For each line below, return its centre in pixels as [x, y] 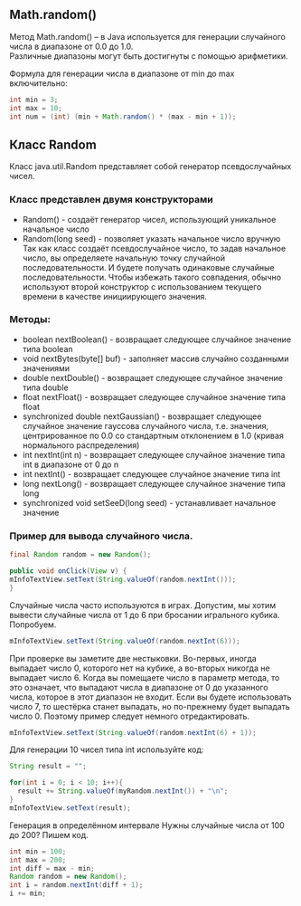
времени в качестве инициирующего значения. [115, 296]
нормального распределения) [81, 445]
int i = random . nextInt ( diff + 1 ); [76, 885]
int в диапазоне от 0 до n [71, 464]
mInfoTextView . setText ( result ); [70, 808]
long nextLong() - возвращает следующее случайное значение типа [154, 483]
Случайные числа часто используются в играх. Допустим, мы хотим [143, 605]
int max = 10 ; [36, 108]
